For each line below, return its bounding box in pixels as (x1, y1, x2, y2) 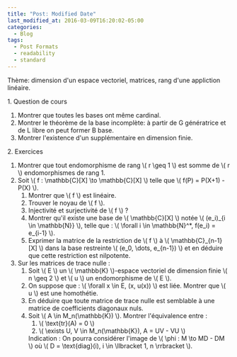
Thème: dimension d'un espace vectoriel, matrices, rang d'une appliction (7, 76, 221, 84)
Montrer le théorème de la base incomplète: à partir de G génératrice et (17, 118, 226, 127)
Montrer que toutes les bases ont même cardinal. (17, 110, 161, 119)
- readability (13, 50, 55, 57)
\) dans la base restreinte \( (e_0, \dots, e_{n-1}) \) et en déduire (38, 244, 224, 252)
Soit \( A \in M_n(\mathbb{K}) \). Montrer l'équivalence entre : (28, 311, 207, 319)
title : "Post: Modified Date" (7, 10, 97, 18)
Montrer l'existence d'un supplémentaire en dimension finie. (17, 133, 193, 142)
